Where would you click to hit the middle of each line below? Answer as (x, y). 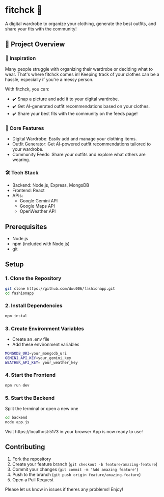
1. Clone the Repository (33, 278)
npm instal (16, 316)
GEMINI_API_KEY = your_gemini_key (38, 358)
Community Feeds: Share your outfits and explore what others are (79, 154)
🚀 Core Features (25, 128)
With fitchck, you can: (27, 89)
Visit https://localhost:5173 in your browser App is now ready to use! (74, 431)
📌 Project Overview (35, 44)
